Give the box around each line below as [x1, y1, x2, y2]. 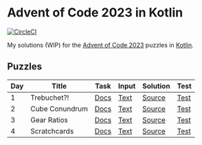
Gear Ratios [30, 115, 69, 124]
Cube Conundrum [30, 104, 88, 113]
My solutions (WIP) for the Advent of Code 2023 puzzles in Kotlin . [7, 41, 194, 49]
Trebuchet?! [30, 93, 69, 102]
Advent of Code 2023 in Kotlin [7, 5, 183, 21]
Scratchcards [30, 126, 74, 135]
